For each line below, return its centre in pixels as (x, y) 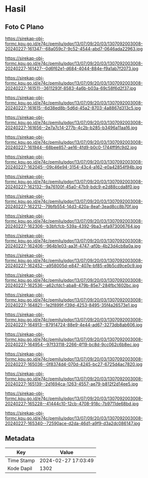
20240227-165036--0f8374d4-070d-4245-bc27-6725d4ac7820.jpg (74, 364)
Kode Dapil (20, 468)
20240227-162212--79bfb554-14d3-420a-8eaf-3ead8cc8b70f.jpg (72, 206)
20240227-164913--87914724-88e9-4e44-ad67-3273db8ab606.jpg (74, 325)
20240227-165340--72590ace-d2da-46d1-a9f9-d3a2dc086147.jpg (73, 423)
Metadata (20, 438)
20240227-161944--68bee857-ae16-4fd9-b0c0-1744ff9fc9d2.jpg (71, 147)
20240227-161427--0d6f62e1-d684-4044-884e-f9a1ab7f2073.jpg (72, 68)
